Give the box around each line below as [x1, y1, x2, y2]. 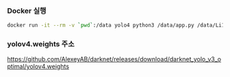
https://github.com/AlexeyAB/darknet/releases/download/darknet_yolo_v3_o [7, 55, 221, 63]
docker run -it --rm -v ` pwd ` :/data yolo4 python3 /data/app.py [7, 22, 194, 29]
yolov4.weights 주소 [7, 40, 75, 49]
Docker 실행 [7, 5, 47, 15]
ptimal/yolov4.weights [7, 63, 70, 71]
